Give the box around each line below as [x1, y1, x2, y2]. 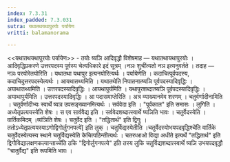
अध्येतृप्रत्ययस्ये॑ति [7, 108, 43, 117]
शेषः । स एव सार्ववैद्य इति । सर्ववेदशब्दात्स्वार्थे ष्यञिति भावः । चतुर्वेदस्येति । [44, 108, 207, 117]
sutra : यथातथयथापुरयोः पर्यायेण [7, 23, 74, 30]
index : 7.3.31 [7, 10, 48, 17]
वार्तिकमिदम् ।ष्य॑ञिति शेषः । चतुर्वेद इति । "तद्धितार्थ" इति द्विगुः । [7, 116, 147, 124]
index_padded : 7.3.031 [7, 16, 72, 23]
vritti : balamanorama [7, 29, 70, 36]
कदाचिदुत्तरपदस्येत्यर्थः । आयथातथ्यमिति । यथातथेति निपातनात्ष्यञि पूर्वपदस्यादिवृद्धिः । [7, 77, 193, 86]
